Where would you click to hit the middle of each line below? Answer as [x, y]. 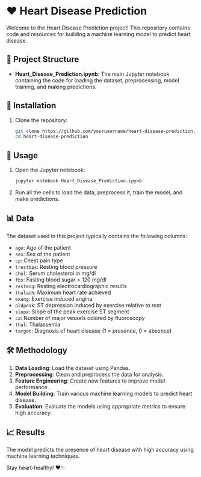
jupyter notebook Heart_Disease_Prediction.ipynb [79, 181]
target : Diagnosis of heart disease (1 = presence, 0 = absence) [93, 331]
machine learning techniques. [43, 456]
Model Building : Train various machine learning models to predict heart [104, 393]
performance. [32, 387]
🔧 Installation [31, 106]
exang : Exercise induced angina [54, 298]
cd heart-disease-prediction [51, 137]
